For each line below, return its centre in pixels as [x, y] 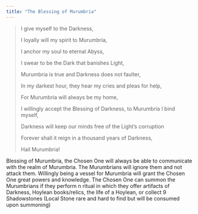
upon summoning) [28, 205]
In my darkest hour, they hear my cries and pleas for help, [91, 86]
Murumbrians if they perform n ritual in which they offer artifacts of [88, 186]
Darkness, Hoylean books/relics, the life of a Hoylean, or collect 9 [86, 192]
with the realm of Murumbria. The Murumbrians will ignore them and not [94, 167]
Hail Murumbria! [40, 149]
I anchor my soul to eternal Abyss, [62, 51]
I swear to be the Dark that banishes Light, [72, 63]
